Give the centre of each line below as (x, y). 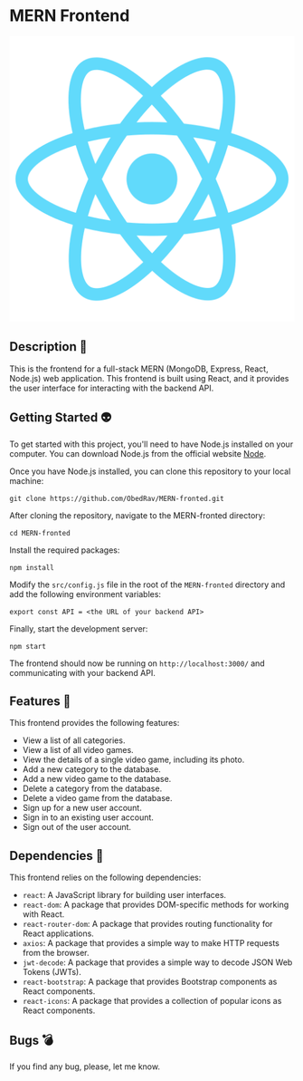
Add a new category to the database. (91, 769)
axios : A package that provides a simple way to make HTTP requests (151, 943)
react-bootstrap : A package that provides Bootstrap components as (150, 982)
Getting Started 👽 (61, 418)
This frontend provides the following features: (95, 723)
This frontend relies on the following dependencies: (105, 878)
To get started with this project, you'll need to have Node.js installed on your (151, 444)
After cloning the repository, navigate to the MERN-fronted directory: (137, 515)
